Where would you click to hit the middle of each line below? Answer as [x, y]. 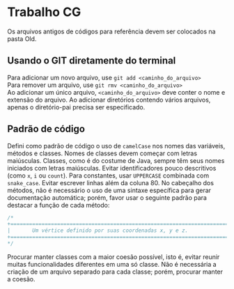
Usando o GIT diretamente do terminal [92, 61]
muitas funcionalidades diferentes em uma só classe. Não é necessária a [112, 264]
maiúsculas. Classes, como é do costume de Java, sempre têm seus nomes [116, 160]
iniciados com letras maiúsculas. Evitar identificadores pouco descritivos [112, 168]
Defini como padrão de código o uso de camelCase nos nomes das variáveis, [116, 146]
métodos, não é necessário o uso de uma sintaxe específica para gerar [109, 190]
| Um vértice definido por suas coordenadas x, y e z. [98, 231]
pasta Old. [22, 38]
